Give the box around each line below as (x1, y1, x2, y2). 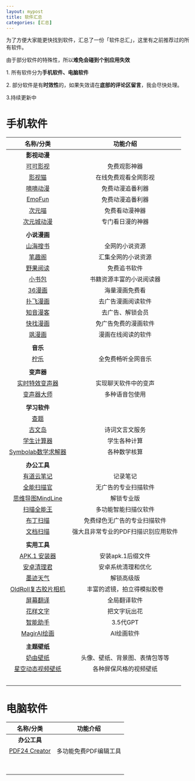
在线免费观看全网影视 (95, 174, 155, 182)
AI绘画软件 (110, 629, 140, 638)
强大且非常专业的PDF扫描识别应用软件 (72, 528, 179, 536)
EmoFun (26, 195, 49, 204)
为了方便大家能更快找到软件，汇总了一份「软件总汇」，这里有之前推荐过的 (6, 37, 184, 44)
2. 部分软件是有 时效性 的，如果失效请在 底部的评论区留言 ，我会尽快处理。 (6, 81, 183, 89)
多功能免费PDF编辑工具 (56, 747, 122, 756)
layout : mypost (6, 8, 44, 15)
